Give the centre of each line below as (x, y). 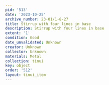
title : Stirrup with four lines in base (48, 24)
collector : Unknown (26, 51)
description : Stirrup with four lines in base (55, 28)
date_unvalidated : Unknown (33, 42)
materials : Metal (23, 56)
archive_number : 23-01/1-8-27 (37, 19)
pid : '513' (17, 10)
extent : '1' (18, 33)
